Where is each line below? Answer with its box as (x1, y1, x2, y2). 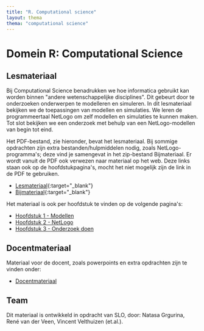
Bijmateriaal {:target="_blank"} (15, 189, 91, 196)
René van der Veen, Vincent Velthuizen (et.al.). (6, 318, 124, 325)
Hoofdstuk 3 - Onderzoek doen (15, 225, 94, 233)
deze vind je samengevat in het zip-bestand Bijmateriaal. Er (42, 151, 192, 158)
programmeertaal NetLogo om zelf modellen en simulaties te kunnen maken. (6, 113, 199, 120)
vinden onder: (6, 266, 41, 273)
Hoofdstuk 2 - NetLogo (15, 219, 74, 226)
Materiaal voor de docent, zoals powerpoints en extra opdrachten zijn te (6, 259, 188, 266)
